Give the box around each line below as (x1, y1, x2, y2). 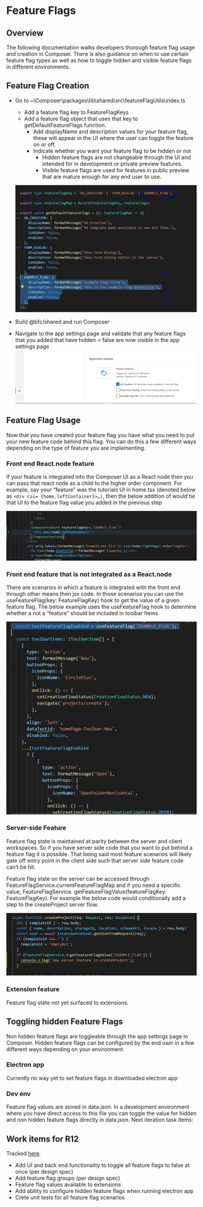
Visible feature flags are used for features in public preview (42, 166, 190, 173)
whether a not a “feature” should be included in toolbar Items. (6, 610, 160, 617)
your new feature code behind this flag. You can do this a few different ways (6, 438, 196, 445)
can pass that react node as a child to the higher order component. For (6, 480, 182, 487)
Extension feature (6, 985, 60, 994)
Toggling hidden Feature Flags (6, 1017, 123, 1027)
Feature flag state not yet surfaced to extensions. (6, 998, 129, 1006)
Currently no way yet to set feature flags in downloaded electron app (6, 1074, 178, 1082)
